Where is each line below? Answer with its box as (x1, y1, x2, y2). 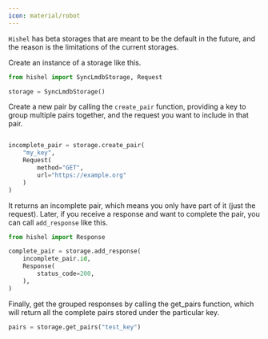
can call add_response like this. (8, 217, 108, 227)
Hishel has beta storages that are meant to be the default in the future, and (8, 34, 256, 43)
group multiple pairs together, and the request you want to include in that (8, 110, 250, 120)
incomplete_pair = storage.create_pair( (8, 142, 146, 150)
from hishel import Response (8, 233, 106, 241)
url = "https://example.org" (37, 171, 127, 179)
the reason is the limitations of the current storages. (8, 42, 179, 52)
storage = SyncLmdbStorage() (8, 87, 106, 96)
